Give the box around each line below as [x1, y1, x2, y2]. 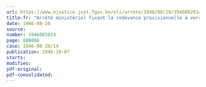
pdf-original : [6, 66, 43, 72]
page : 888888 [6, 37, 40, 43]
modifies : [6, 60, 32, 66]
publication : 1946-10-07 [6, 49, 70, 55]
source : [6, 26, 26, 32]
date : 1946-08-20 [6, 20, 51, 26]
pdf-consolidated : [6, 72, 53, 78]
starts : [6, 55, 26, 61]
